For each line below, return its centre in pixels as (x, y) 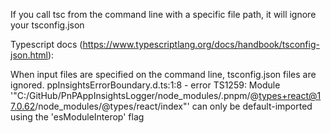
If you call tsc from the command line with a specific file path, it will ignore (163, 14)
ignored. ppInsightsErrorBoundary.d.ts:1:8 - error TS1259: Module (145, 85)
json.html (29, 55)
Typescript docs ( (46, 44)
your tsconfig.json (47, 25)
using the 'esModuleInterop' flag (77, 117)
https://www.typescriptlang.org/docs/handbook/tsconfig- (201, 44)
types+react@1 (290, 95)
